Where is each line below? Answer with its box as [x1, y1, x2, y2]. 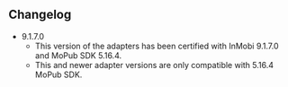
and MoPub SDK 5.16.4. [34, 49, 122, 61]
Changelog [8, 7, 72, 22]
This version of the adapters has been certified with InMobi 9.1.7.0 [34, 40, 279, 51]
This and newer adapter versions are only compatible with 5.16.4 [34, 59, 274, 70]
